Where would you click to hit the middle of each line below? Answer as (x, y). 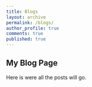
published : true (26, 39)
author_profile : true (33, 28)
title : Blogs (22, 12)
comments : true (25, 34)
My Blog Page (32, 63)
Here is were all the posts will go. (46, 77)
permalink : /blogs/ (30, 22)
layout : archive (26, 17)
